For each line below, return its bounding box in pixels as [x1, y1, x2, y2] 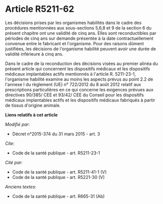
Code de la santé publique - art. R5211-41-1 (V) [12, 169, 107, 175]
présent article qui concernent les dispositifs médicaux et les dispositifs [5, 65, 150, 72]
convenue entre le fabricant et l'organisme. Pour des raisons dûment [5, 40, 144, 46]
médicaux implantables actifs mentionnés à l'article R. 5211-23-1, [5, 71, 136, 77]
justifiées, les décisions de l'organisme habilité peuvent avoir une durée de [5, 46, 156, 52]
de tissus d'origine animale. [5, 102, 61, 108]
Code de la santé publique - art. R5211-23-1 [12, 150, 100, 156]
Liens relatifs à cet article [5, 112, 58, 117]
